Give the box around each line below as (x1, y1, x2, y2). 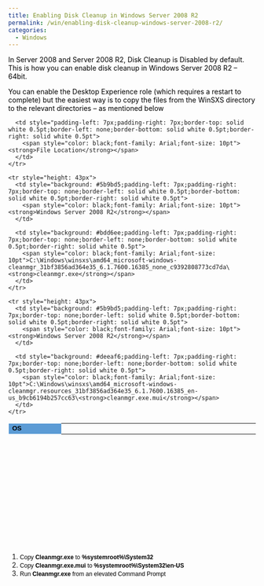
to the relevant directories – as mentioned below (8, 104, 164, 113)
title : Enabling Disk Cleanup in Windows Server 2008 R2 (8, 11, 199, 20)
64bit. (8, 72, 27, 81)
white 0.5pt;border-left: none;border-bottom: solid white (8, 126, 206, 134)
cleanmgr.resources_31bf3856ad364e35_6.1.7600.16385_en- (8, 387, 199, 396)
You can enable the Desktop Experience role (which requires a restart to (8, 87, 242, 97)
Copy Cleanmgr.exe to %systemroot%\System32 (19, 554, 154, 562)
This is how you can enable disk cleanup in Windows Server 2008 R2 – (8, 64, 238, 73)
